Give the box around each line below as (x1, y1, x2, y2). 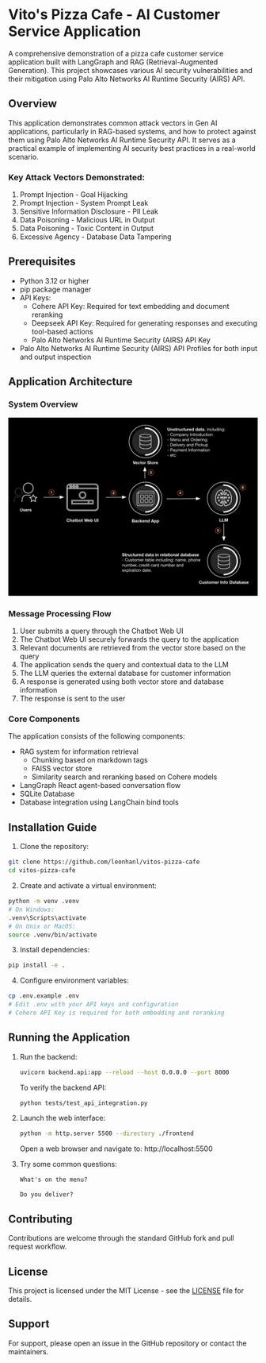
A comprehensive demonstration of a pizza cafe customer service (8, 48, 224, 58)
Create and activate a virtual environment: (19, 881, 157, 890)
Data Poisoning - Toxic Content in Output (19, 224, 154, 234)
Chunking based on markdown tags (31, 755, 148, 765)
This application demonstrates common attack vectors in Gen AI (8, 118, 218, 128)
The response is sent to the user (19, 693, 126, 704)
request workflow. (8, 1241, 67, 1252)
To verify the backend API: (19, 1083, 107, 1092)
